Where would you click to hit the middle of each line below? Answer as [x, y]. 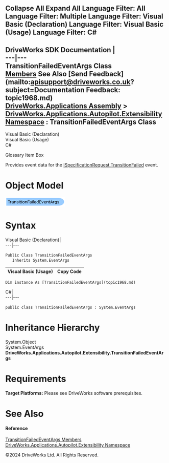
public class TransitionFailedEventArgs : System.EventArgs [71, 308]
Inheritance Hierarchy [53, 328]
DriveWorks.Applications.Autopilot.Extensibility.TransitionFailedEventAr [84, 353]
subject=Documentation [45, 90]
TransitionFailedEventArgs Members [43, 439]
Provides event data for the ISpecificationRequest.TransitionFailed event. [82, 165]
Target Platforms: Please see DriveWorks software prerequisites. [74, 393]
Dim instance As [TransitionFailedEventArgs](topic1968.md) [71, 283]
